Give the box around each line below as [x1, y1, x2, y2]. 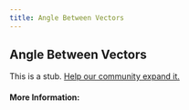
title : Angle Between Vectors [9, 13, 125, 23]
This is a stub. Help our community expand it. [9, 71, 181, 82]
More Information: [9, 92, 80, 103]
